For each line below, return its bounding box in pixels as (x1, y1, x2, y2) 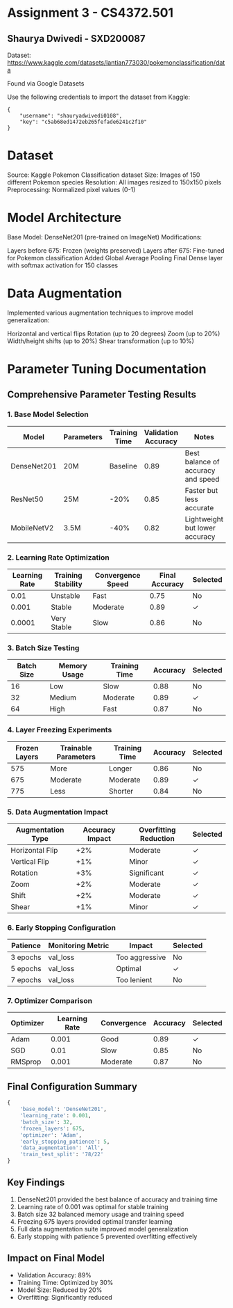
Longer (108, 764, 132, 773)
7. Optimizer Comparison (7, 996, 92, 1006)
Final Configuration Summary (7, 1080, 137, 1092)
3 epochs (10, 952, 42, 962)
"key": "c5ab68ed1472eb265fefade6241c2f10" (19, 118, 148, 125)
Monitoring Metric (48, 941, 110, 951)
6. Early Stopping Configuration (7, 922, 116, 932)
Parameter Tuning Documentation (7, 361, 207, 377)
